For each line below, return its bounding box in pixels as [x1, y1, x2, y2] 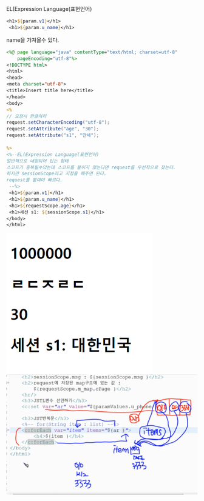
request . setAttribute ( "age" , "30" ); [6, 126, 99, 132]
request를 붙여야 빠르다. [6, 177, 63, 183]
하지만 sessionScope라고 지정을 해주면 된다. [6, 170, 107, 177]
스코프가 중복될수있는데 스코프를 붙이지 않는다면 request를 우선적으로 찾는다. [6, 164, 176, 170]
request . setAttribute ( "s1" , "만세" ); [6, 132, 99, 138]
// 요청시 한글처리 [6, 113, 47, 119]
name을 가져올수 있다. [6, 36, 59, 44]
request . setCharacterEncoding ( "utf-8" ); [6, 119, 110, 126]
